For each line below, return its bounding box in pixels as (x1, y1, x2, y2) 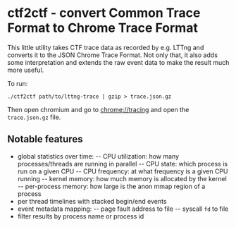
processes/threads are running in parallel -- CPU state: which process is (17, 159, 228, 168)
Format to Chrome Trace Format (7, 20, 199, 36)
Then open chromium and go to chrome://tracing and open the (7, 105, 190, 114)
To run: (7, 79, 28, 87)
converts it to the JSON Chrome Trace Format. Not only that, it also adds (7, 51, 218, 59)
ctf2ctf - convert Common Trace (7, 5, 201, 21)
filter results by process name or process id (17, 211, 144, 220)
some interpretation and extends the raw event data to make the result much (7, 58, 230, 66)
